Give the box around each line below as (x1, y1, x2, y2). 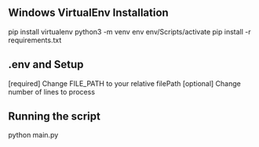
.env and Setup (8, 58, 84, 71)
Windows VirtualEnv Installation (8, 6, 169, 20)
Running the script (8, 109, 100, 124)
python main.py (8, 131, 59, 140)
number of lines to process (8, 87, 96, 96)
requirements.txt (8, 35, 62, 45)
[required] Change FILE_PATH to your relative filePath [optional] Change (8, 78, 241, 88)
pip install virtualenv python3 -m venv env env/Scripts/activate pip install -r (8, 27, 251, 36)
